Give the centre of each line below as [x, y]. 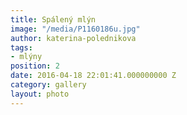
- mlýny [26, 57]
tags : [21, 47]
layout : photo [40, 94]
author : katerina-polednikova [73, 38]
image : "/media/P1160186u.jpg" [75, 29]
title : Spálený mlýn [53, 19]
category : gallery [48, 85]
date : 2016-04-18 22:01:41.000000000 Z [93, 76]
